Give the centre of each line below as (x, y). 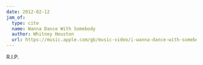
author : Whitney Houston (43, 34)
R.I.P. (13, 57)
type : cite (25, 23)
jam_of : (16, 17)
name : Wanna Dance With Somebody (54, 29)
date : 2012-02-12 (28, 12)
